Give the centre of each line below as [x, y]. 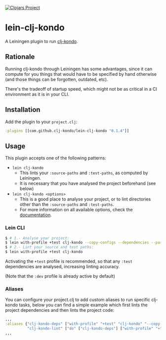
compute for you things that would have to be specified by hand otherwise [81, 74]
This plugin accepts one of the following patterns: [56, 158]
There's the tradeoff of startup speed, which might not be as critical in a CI [81, 89]
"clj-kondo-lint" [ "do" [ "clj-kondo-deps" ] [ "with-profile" [90, 329]
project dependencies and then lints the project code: [60, 310]
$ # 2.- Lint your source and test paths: [49, 247]
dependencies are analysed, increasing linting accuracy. [62, 267]
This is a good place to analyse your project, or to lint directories [85, 199]
